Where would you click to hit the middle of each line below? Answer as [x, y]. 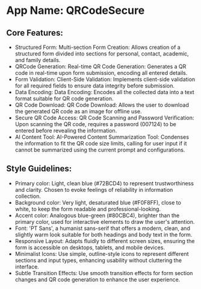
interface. [27, 267]
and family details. [38, 60]
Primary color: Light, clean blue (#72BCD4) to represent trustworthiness [104, 183]
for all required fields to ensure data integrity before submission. [94, 86]
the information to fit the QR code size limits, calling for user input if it [101, 143]
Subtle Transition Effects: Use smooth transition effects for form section [104, 273]
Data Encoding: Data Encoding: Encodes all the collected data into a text [104, 92]
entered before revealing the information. [66, 131]
